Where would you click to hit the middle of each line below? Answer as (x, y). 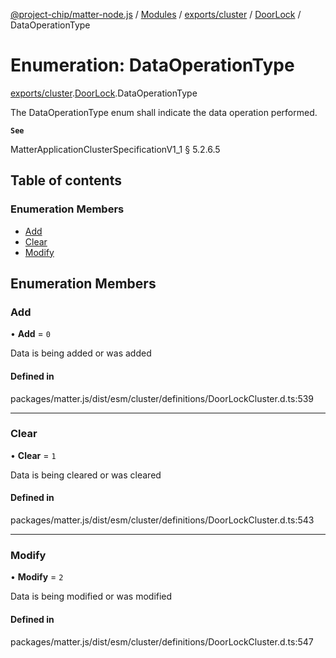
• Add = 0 (30, 334)
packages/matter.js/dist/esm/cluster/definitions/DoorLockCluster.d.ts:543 (162, 520)
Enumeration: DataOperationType (152, 65)
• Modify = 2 (37, 577)
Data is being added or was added (81, 353)
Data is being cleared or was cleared (86, 475)
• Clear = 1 (33, 455)
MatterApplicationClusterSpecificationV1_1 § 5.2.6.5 (115, 149)
